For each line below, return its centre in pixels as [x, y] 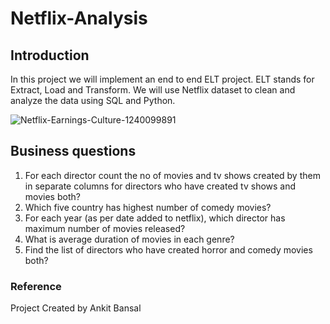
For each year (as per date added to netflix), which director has [155, 218]
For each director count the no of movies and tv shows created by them [172, 175]
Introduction [50, 55]
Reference [36, 286]
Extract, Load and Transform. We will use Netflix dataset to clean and [153, 90]
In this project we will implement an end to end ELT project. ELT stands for [162, 79]
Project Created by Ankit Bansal [76, 308]
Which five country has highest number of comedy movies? [148, 207]
